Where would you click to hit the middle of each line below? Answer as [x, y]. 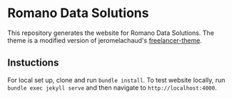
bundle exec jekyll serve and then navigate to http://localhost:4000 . [112, 88]
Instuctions [33, 63]
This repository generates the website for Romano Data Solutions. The [111, 33]
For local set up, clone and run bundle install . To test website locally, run [116, 80]
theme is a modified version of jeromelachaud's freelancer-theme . [105, 40]
